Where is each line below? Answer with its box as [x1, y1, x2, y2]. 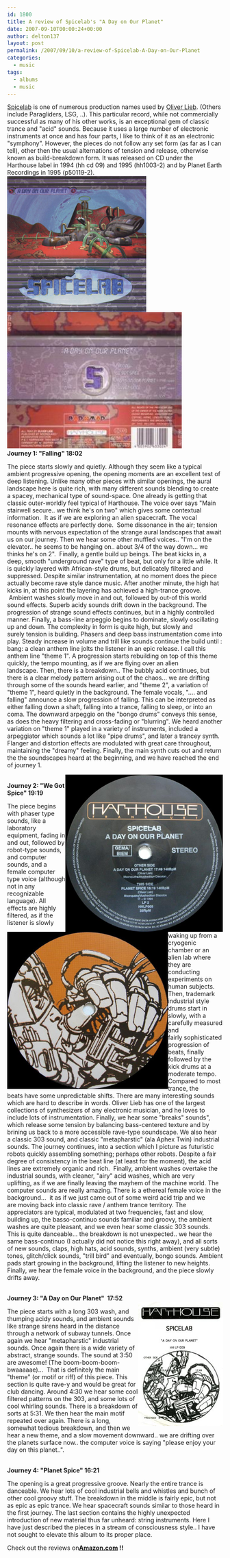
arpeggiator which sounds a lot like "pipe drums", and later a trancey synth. [7, 732, 220, 740]
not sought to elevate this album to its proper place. [7, 1531, 153, 1539]
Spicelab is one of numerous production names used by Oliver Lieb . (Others [7, 103, 221, 111]
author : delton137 [7, 33, 60, 40]
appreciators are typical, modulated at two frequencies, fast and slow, [7, 1208, 204, 1216]
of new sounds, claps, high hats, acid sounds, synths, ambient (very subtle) [7, 1244, 220, 1253]
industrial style [168, 997, 210, 1005]
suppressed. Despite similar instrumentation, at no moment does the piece [7, 572, 218, 580]
